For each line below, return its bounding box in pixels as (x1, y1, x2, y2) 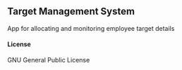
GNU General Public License (7, 56, 90, 64)
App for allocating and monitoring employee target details (7, 24, 175, 32)
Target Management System (7, 6, 135, 17)
